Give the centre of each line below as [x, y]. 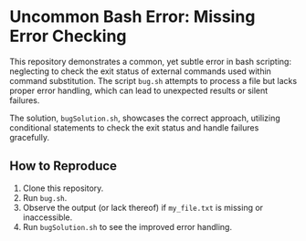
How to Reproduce [63, 166]
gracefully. [30, 137]
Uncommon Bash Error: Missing [132, 17]
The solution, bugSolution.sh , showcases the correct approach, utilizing [145, 118]
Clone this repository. [63, 188]
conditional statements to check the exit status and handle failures [134, 127]
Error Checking [68, 36]
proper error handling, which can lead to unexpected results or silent [139, 90]
